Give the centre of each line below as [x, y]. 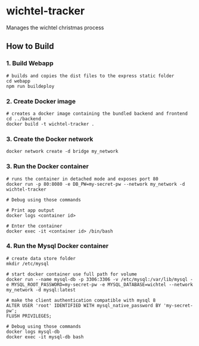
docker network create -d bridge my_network [62, 151]
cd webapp [18, 81]
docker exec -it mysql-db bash [45, 337]
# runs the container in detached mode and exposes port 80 [83, 179]
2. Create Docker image [41, 101]
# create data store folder [41, 258]
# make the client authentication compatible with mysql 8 [81, 300]
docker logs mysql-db [33, 332]
